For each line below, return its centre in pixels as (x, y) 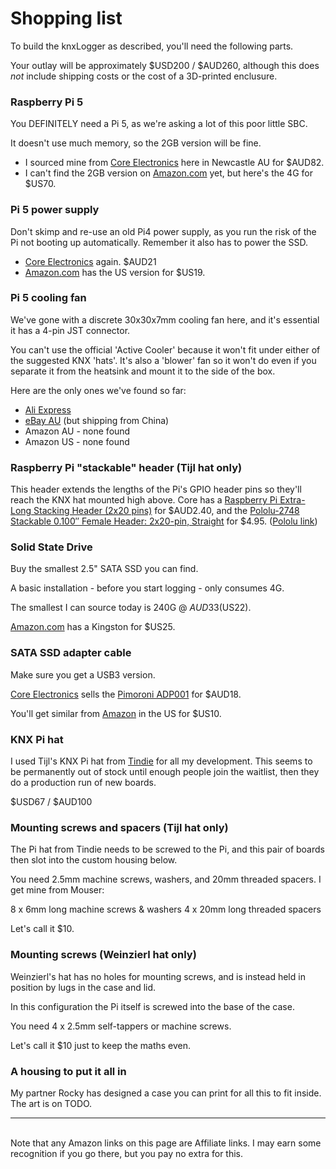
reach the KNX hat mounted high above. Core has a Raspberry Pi (144, 500)
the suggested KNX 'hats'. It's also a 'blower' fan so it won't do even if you (163, 360)
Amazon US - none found (77, 441)
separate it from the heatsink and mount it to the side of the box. (143, 371)
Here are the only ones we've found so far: (98, 390)
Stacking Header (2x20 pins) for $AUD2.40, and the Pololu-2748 (166, 511)
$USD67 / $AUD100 (51, 802)
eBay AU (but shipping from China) (97, 420)
